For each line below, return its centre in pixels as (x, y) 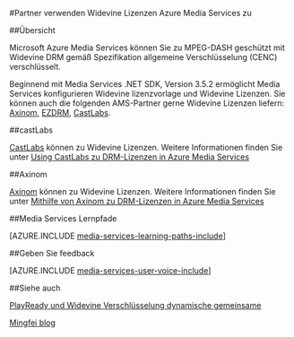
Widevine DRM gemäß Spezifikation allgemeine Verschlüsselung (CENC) (143, 57)
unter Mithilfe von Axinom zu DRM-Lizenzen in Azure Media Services (137, 201)
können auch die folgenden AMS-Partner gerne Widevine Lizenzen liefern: (147, 103)
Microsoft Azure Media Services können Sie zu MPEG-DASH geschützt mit (147, 48)
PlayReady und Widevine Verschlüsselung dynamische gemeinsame (135, 305)
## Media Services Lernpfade (63, 218)
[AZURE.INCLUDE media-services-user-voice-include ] (110, 271)
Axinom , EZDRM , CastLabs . (60, 112)
